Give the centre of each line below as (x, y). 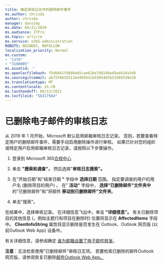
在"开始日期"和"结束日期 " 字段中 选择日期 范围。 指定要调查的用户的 (81, 179)
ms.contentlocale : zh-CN (30, 87)
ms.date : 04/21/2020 (26, 28)
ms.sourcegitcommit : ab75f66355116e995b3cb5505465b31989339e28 (71, 78)
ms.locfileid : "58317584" (31, 96)
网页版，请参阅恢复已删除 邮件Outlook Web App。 (55, 257)
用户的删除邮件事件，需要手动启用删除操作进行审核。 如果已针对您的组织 (82, 142)
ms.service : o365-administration (39, 41)
